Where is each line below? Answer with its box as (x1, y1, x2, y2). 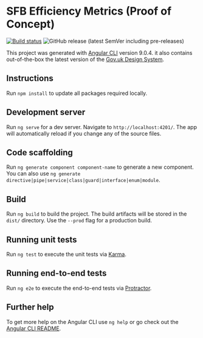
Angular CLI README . (6, 325, 61, 332)
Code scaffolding (6, 147, 73, 158)
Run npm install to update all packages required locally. (6, 90, 148, 97)
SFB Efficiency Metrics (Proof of (6, 4, 172, 18)
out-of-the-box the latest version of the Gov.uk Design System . (6, 55, 165, 63)
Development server (6, 107, 86, 118)
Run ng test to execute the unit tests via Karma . (6, 251, 126, 258)
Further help (6, 302, 55, 312)
